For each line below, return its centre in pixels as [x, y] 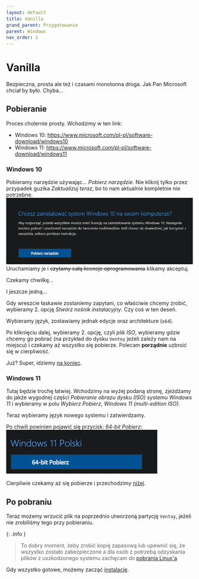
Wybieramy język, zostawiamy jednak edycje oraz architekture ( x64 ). [90, 321]
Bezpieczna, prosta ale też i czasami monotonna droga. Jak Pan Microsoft [97, 84]
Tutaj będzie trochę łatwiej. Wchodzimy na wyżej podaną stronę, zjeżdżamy [99, 391]
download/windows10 [41, 141]
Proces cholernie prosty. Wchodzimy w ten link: [64, 123]
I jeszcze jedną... [27, 292]
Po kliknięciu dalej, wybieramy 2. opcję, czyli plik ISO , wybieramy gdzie [93, 332]
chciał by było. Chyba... [35, 91]
